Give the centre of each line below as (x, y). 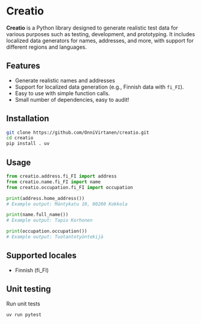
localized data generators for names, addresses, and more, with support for (100, 40)
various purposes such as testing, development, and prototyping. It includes (101, 34)
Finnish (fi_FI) (32, 270)
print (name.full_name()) (37, 215)
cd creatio (20, 138)
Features (23, 66)
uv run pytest (24, 314)
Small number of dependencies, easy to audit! (72, 99)
